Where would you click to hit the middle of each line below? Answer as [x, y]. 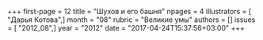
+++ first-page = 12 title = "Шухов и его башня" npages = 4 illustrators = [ [130, 11]
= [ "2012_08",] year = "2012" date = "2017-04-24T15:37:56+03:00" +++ [126, 28]
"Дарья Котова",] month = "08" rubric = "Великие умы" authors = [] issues [131, 20]
